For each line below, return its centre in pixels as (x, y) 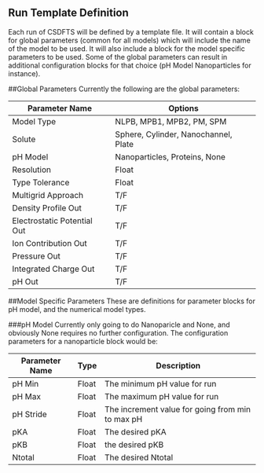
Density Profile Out (47, 207)
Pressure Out (36, 256)
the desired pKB (134, 445)
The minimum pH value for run (161, 383)
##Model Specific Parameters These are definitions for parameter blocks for (132, 301)
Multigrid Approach (48, 195)
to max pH (124, 419)
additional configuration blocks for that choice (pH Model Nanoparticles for (130, 65)
